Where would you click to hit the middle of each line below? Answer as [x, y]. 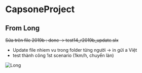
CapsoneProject [40, 9]
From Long [23, 28]
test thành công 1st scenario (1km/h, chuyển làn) [63, 55]
